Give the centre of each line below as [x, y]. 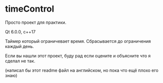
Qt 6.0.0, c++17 [20, 32]
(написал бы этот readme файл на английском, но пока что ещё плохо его [82, 70]
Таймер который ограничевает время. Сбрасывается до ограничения [78, 41]
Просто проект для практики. [36, 22]
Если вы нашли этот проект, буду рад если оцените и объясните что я [78, 56]
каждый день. [19, 46]
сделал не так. [20, 61]
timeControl [30, 9]
